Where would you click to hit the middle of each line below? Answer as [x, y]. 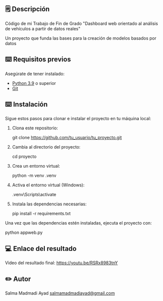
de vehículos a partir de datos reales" [43, 28]
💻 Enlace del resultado [41, 248]
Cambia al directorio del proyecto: [46, 147]
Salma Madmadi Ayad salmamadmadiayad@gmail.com [60, 293]
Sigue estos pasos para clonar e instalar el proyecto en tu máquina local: [78, 119]
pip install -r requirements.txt [41, 214]
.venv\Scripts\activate [34, 195]
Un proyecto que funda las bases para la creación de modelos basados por [81, 38]
